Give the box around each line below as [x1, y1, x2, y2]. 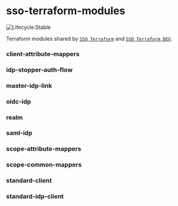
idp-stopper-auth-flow [6, 66, 73, 74]
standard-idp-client [6, 192, 64, 201]
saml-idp [6, 129, 32, 137]
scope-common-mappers [6, 161, 82, 169]
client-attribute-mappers [6, 50, 80, 58]
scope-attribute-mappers [6, 145, 81, 153]
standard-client [6, 176, 52, 185]
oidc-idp [6, 97, 31, 106]
